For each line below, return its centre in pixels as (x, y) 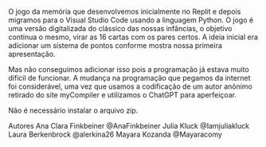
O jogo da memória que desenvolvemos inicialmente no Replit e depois (125, 12)
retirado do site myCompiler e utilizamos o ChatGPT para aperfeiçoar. (123, 95)
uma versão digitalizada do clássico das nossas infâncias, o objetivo (120, 28)
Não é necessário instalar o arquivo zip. (73, 110)
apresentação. (32, 54)
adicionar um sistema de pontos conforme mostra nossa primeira (115, 46)
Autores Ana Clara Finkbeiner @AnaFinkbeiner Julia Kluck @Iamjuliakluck (129, 126)
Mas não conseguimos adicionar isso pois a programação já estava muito (129, 70)
